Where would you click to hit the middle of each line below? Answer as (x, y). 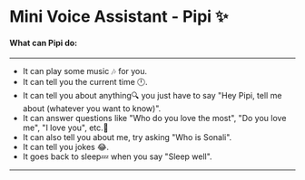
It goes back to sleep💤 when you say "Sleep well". (117, 156)
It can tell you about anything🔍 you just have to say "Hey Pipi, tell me (152, 96)
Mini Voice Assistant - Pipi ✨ (119, 17)
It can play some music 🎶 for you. (85, 71)
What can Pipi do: (44, 43)
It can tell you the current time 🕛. (85, 82)
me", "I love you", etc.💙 (65, 128)
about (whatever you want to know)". (92, 109)
